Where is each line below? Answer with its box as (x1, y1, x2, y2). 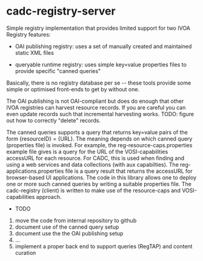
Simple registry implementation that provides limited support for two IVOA (6, 24, 191, 32)
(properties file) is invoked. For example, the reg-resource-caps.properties (6, 141, 193, 148)
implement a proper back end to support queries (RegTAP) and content (15, 242, 193, 250)
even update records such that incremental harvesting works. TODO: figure (6, 110, 195, 117)
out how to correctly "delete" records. (6, 117, 101, 124)
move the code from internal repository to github (15, 217, 137, 224)
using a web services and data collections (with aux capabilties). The (6, 161, 179, 168)
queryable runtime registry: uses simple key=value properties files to (15, 61, 187, 68)
